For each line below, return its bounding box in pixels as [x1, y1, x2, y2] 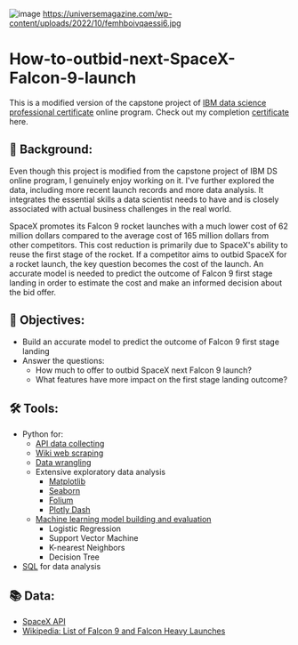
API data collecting [35, 439, 105, 449]
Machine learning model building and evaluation [35, 514, 212, 525]
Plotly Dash [48, 504, 91, 515]
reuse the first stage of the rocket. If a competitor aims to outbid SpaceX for [9, 249, 287, 260]
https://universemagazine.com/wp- [43, 9, 173, 19]
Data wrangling [35, 457, 92, 468]
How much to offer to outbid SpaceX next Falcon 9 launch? [35, 365, 252, 375]
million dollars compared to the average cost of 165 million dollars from [9, 230, 270, 240]
